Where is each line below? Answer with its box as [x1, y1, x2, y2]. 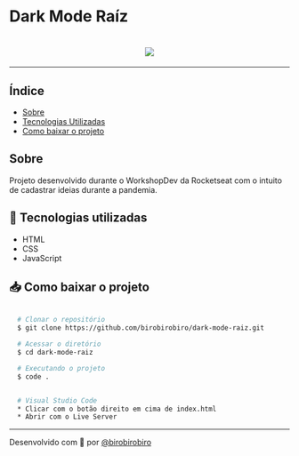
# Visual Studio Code [17, 396, 98, 405]
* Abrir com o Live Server [17, 412, 117, 421]
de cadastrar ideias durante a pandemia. [9, 184, 158, 195]
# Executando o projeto [17, 364, 105, 372]
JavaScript [21, 252, 62, 263]
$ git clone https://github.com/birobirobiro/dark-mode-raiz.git [17, 324, 265, 332]
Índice [9, 83, 44, 99]
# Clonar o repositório [17, 316, 105, 324]
